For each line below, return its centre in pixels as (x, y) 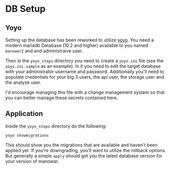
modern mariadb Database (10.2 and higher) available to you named (77, 45)
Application (24, 114)
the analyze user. (23, 82)
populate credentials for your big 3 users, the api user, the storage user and (85, 77)
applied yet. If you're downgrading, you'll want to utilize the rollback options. (86, 150)
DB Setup (26, 9)
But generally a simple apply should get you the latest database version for (84, 156)
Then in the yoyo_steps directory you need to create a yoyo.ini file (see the (84, 61)
